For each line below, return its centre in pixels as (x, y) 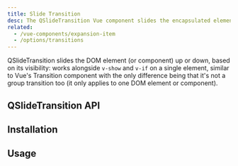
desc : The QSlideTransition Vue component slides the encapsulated (109, 21)
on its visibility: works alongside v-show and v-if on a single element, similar (118, 68)
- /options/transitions (49, 40)
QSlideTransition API (54, 105)
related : (20, 27)
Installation (33, 129)
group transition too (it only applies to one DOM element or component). (113, 83)
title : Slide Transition (44, 14)
